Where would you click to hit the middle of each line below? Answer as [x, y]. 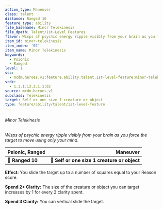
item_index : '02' [23, 46]
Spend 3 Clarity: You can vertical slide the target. [55, 202]
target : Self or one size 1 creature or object [54, 100]
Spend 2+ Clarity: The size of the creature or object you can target [72, 187]
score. [11, 177]
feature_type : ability [28, 23]
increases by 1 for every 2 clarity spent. [44, 192]
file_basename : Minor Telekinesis [40, 28]
